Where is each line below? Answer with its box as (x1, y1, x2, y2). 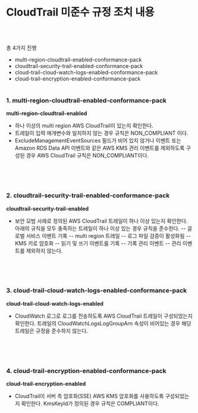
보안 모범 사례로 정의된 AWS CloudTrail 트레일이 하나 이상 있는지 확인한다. (14, 217, 188, 224)
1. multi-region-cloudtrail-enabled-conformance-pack (6, 96, 167, 104)
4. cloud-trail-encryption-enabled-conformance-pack (6, 367, 166, 375)
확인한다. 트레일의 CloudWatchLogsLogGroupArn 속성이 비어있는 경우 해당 (14, 319, 191, 327)
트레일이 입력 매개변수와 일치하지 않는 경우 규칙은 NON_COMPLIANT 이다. (14, 129, 188, 137)
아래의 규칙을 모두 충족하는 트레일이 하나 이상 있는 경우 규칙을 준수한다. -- (14, 225, 186, 232)
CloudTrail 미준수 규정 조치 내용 (6, 5, 155, 19)
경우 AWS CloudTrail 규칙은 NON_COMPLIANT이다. (26, 152, 149, 159)
